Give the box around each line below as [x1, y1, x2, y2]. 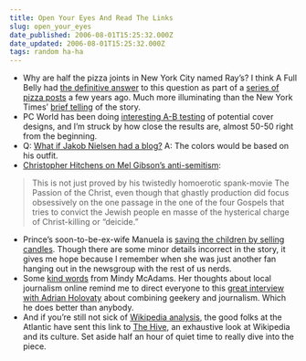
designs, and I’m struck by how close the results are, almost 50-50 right [22, 121, 294, 133]
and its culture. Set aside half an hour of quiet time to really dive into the [22, 331, 294, 343]
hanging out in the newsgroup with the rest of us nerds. [22, 263, 232, 274]
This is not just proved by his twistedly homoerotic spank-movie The [31, 177, 290, 188]
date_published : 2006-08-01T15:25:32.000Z [9, 30, 174, 39]
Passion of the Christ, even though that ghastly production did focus [31, 187, 290, 198]
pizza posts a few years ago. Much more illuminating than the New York [22, 92, 293, 103]
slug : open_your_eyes [9, 22, 92, 31]
